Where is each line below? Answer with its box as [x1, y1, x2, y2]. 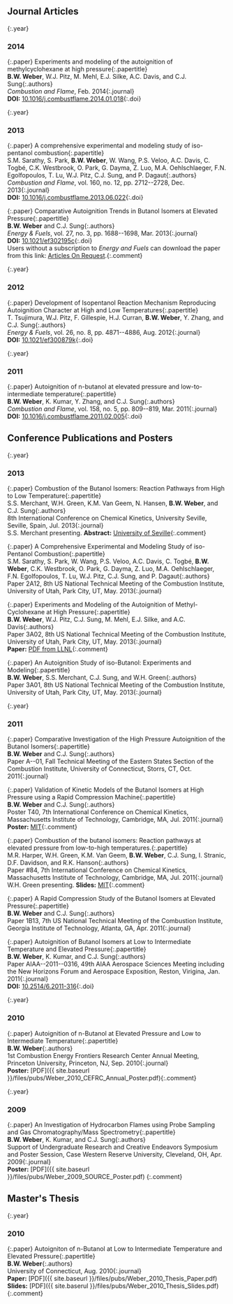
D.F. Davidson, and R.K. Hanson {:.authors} [7, 859, 129, 867]
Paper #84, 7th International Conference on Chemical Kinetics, [7, 866, 188, 874]
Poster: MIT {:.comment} [7, 823, 78, 831]
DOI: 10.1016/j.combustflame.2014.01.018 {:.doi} [7, 94, 142, 103]
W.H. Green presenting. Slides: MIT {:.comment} [7, 881, 145, 890]
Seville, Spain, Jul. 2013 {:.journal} [7, 521, 104, 530]
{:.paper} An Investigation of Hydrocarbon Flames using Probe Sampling [7, 1121, 216, 1129]
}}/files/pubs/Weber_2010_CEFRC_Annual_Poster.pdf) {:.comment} [7, 1073, 197, 1082]
